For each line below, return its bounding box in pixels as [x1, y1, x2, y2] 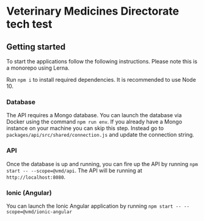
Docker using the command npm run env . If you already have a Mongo [6, 118, 183, 126]
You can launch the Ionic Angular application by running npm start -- [6, 202, 181, 209]
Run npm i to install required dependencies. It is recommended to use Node [6, 76, 197, 83]
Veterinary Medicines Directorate [6, 4, 179, 18]
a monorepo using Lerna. [6, 64, 70, 71]
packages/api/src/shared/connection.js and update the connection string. [6, 131, 194, 139]
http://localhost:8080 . [6, 173, 66, 181]
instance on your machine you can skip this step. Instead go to [6, 125, 164, 132]
